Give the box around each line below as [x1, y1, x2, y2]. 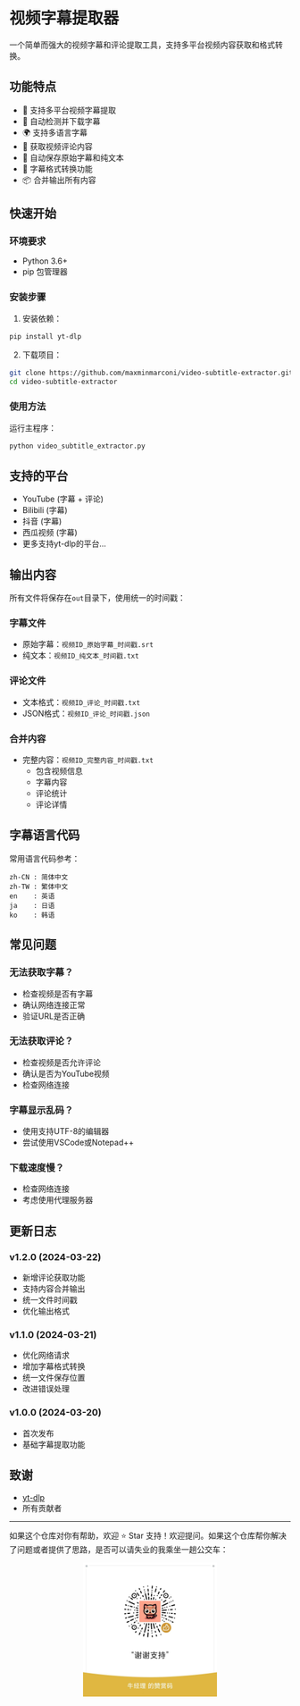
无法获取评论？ [9, 1035, 74, 1047]
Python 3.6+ [21, 256, 69, 266]
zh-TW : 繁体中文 [9, 882, 69, 891]
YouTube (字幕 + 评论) [21, 493, 104, 505]
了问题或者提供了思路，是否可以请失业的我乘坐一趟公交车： [9, 1543, 229, 1555]
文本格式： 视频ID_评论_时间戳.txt [21, 696, 141, 707]
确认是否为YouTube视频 [21, 1068, 110, 1079]
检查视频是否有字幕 [21, 988, 94, 999]
